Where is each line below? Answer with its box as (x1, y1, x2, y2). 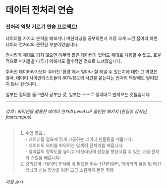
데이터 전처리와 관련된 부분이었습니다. (5, 41, 79, 47)
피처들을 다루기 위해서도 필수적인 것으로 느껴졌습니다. (18, 58, 122, 64)
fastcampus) (5, 114, 32, 120)
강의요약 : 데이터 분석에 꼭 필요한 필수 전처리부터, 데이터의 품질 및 (25, 161, 152, 167)
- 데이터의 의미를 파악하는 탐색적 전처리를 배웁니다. (25, 142, 124, 148)
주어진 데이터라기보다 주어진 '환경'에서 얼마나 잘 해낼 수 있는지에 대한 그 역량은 (5, 69, 158, 75)
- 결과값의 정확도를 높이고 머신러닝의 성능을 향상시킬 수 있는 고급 (25, 149, 151, 154)
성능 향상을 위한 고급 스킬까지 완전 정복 (38, 167, 114, 173)
